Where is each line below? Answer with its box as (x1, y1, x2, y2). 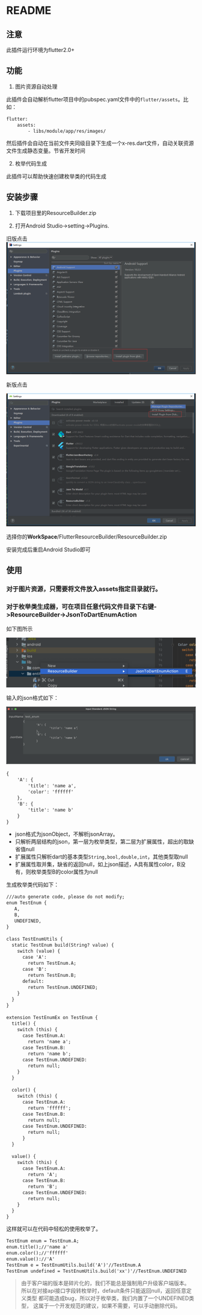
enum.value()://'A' (6, 1256, 55, 1262)
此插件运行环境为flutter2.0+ (6, 46, 75, 53)
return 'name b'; (28, 1051, 71, 1057)
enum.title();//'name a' (6, 1244, 69, 1250)
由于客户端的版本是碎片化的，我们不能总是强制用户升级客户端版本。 (20, 1279, 190, 1287)
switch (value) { (17, 949, 61, 955)
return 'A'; (28, 1172, 58, 1178)
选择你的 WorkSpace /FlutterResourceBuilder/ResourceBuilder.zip (6, 533, 167, 540)
